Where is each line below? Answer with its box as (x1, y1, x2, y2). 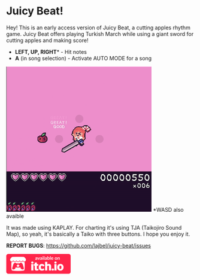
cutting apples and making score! (6, 36, 89, 44)
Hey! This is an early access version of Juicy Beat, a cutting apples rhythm (6, 24, 190, 31)
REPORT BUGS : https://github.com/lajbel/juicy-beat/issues (6, 242, 151, 249)
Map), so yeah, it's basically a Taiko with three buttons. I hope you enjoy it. (6, 230, 190, 238)
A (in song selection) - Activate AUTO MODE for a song (14, 54, 152, 62)
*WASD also (152, 206, 184, 213)
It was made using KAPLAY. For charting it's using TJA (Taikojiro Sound (6, 224, 182, 231)
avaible (6, 212, 24, 220)
